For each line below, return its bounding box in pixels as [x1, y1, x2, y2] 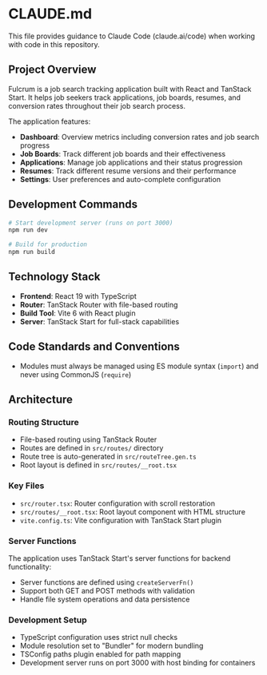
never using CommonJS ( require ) [19, 369, 132, 379]
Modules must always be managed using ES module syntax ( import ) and [19, 361, 259, 371]
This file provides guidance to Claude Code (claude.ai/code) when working [8, 31, 256, 41]
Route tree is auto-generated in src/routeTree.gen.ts [19, 452, 197, 462]
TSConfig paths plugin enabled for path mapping [19, 649, 181, 659]
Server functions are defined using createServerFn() [19, 577, 194, 587]
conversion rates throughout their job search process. [8, 101, 186, 110]
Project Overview [8, 63, 97, 77]
